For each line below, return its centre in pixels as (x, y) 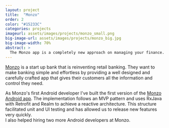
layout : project (22, 10)
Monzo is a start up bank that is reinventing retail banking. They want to (80, 67)
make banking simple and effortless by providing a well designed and (78, 72)
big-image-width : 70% (28, 43)
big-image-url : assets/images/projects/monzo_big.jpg (63, 39)
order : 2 (14, 19)
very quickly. (19, 114)
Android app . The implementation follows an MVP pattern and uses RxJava (84, 98)
